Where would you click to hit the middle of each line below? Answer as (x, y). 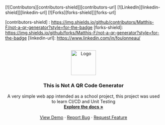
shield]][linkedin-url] (26, 12)
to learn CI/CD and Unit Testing (83, 102)
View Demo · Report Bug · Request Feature (83, 118)
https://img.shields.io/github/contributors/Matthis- (102, 22)
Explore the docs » (83, 107)
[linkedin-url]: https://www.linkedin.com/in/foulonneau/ (84, 38)
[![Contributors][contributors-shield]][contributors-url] (61, 7)
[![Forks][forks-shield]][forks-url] (82, 12)
